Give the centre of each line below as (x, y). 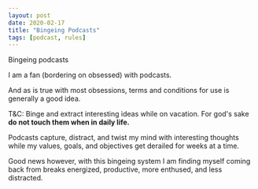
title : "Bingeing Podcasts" (54, 30)
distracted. (26, 178)
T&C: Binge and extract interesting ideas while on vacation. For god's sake (129, 114)
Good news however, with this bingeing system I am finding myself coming (129, 161)
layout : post (29, 15)
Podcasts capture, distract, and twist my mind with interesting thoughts (124, 138)
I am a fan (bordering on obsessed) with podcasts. (90, 75)
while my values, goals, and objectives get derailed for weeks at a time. (124, 146)
